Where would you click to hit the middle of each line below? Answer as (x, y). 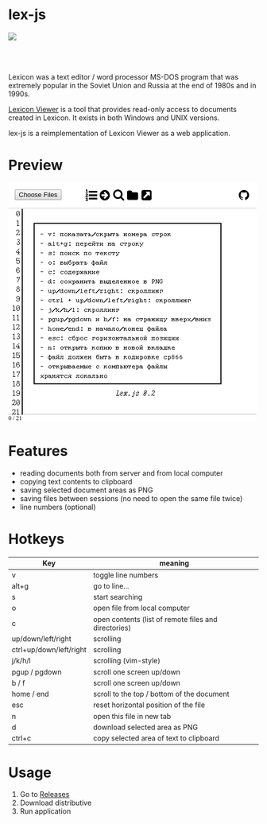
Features (38, 451)
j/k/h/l (21, 661)
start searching (118, 597)
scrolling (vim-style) (127, 661)
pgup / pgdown (37, 672)
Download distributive (56, 803)
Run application (45, 811)
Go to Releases (44, 795)
